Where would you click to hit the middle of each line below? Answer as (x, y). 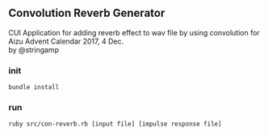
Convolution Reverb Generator (87, 13)
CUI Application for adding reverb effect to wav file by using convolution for (134, 32)
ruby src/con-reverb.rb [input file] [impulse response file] (115, 124)
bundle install (34, 88)
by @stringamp (33, 49)
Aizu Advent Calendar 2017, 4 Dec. (66, 41)
